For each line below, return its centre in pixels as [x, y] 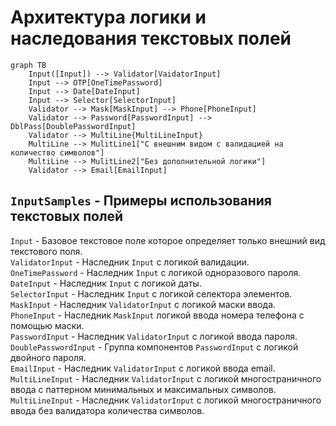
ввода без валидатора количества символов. [107, 410]
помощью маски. [47, 325]
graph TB [28, 65]
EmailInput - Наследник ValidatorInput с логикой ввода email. [143, 368]
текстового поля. [46, 251]
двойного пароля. [48, 357]
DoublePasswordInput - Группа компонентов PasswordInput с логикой [154, 347]
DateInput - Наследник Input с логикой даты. [106, 283]
